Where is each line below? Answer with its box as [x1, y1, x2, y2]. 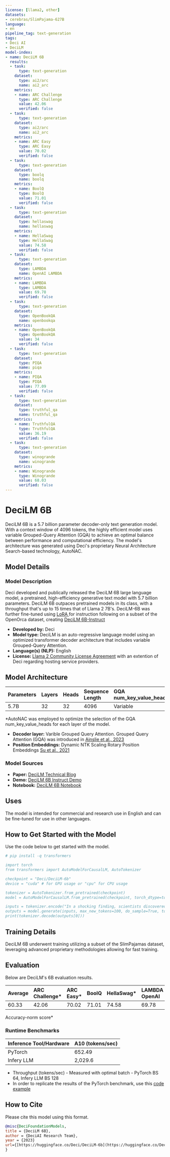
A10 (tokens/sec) [74, 1040, 118, 1047]
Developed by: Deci [12, 626, 55, 632]
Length [83, 694, 101, 701]
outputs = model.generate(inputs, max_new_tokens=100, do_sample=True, [5, 909, 159, 914]
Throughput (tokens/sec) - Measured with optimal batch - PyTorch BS [12, 1070, 158, 1076]
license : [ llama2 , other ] [5, 7, 60, 13]
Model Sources [5, 760, 44, 767]
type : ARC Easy [18, 144, 51, 149]
